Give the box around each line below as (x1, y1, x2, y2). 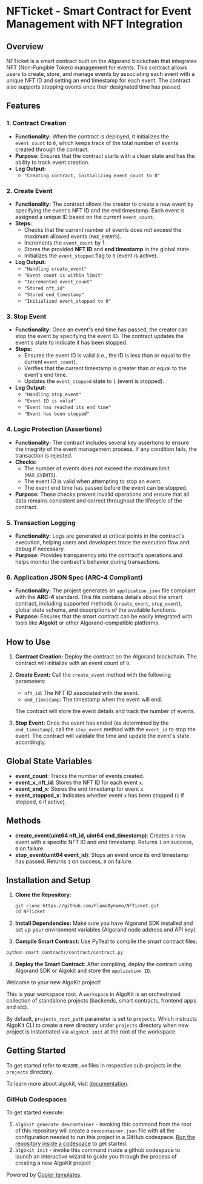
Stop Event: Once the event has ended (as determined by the (15, 719, 169, 726)
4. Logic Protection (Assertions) (6, 425, 102, 433)
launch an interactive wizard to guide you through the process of (15, 1153, 177, 1160)
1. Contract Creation (6, 119, 67, 127)
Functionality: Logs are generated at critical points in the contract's (15, 532, 185, 540)
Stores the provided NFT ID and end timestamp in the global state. (24, 245, 191, 252)
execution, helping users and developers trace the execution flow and (15, 538, 190, 546)
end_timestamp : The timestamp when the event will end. (24, 695, 162, 703)
